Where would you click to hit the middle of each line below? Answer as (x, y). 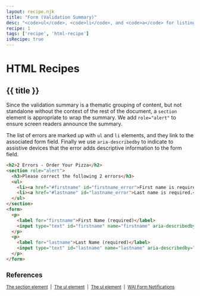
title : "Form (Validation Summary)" (51, 17)
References (24, 275)
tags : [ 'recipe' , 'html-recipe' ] (48, 34)
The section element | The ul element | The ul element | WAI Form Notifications (90, 287)
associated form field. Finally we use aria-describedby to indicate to (90, 141)
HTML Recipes (43, 69)
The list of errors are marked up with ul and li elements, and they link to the (100, 135)
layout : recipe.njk (30, 12)
